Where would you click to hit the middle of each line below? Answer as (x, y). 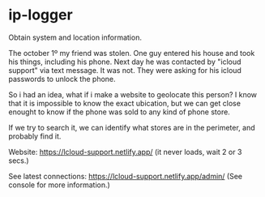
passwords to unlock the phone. (62, 79)
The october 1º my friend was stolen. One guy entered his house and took (132, 53)
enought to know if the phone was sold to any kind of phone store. (120, 112)
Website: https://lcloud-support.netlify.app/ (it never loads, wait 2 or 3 (125, 152)
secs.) (19, 161)
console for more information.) (60, 185)
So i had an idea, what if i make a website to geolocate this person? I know (133, 94)
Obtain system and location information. (75, 37)
